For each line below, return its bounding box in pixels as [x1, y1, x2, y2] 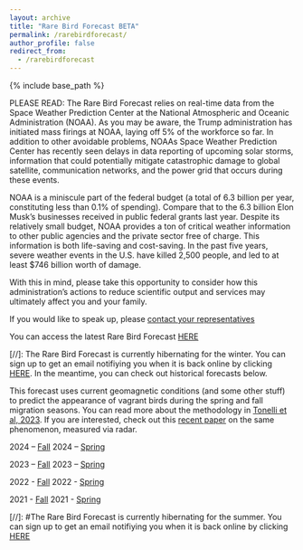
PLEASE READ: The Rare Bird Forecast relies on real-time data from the [9, 98, 275, 109]
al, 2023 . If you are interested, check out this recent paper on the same [9, 414, 275, 425]
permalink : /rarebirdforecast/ [9, 30, 128, 39]
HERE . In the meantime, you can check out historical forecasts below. [9, 368, 269, 378]
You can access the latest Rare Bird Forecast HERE [9, 331, 199, 342]
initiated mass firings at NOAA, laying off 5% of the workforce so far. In [9, 127, 274, 137]
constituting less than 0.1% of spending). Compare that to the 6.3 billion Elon [9, 202, 294, 213]
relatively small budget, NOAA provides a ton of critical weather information [9, 221, 291, 232]
